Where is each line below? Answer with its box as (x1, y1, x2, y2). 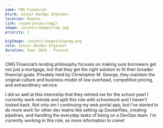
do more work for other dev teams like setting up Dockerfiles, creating (5, 107, 147, 113)
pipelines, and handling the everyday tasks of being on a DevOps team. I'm (5, 112, 157, 118)
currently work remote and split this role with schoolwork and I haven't (5, 96, 147, 103)
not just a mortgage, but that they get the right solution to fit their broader (5, 66, 153, 72)
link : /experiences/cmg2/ (5, 21, 58, 26)
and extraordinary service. (5, 82, 59, 88)
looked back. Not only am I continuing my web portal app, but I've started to (5, 102, 159, 107)
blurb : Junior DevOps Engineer (5, 12, 69, 17)
